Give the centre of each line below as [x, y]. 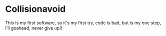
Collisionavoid [35, 9]
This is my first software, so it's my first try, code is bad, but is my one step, [83, 23]
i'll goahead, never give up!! [34, 28]
